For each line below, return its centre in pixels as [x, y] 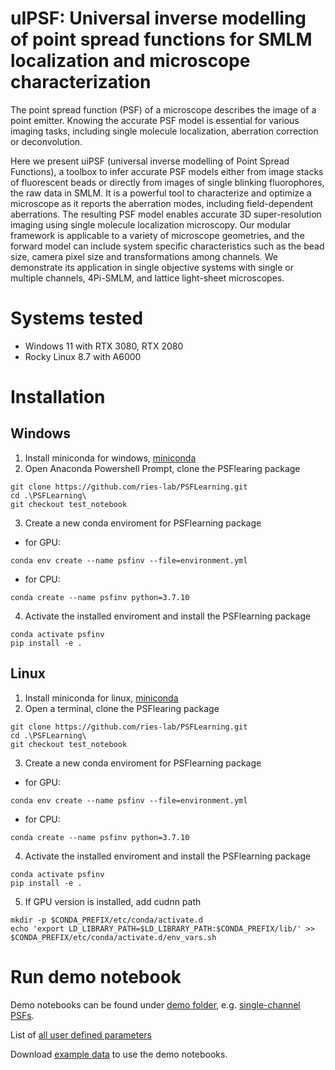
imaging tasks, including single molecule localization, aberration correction [164, 131]
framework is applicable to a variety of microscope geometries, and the [157, 235]
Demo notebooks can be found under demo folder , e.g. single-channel [155, 1004]
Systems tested [77, 318]
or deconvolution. [46, 141]
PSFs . [22, 1015]
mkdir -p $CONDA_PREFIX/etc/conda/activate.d [106, 920]
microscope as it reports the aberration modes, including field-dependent [162, 203]
